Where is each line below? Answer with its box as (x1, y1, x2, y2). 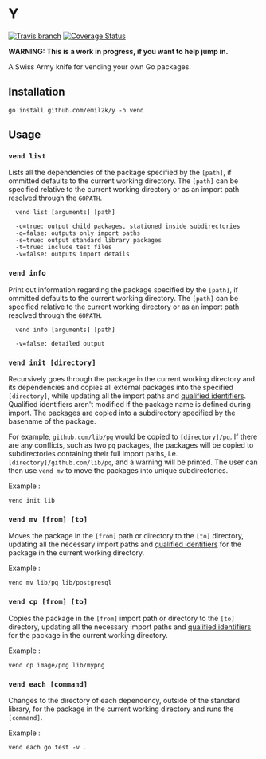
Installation (8, 85, 65, 99)
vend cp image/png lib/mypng (8, 661, 105, 669)
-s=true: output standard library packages (15, 237, 162, 245)
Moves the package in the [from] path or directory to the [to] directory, (8, 531, 244, 541)
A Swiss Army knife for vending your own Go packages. (8, 61, 191, 72)
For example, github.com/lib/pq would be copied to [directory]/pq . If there (8, 432, 258, 442)
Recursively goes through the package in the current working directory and (8, 374, 256, 384)
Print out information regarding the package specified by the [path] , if (8, 284, 239, 295)
